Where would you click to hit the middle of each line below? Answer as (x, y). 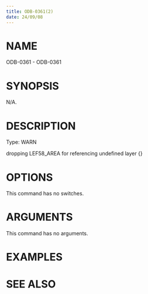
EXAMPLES (34, 257)
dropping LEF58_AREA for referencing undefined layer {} (74, 154)
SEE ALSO (31, 284)
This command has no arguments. (47, 234)
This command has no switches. (45, 194)
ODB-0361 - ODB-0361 (34, 62)
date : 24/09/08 (25, 17)
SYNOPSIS (33, 86)
